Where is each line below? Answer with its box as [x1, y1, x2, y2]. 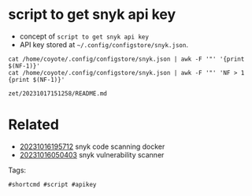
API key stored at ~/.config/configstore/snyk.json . [19, 39, 189, 49]
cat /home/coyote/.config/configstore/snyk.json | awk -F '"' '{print [8, 55, 245, 63]
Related [8, 116, 59, 134]
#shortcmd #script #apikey [8, 180, 97, 188]
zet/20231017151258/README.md [8, 89, 108, 98]
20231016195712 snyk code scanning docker [19, 142, 165, 151]
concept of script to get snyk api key [19, 31, 150, 41]
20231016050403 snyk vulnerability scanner [19, 150, 165, 159]
